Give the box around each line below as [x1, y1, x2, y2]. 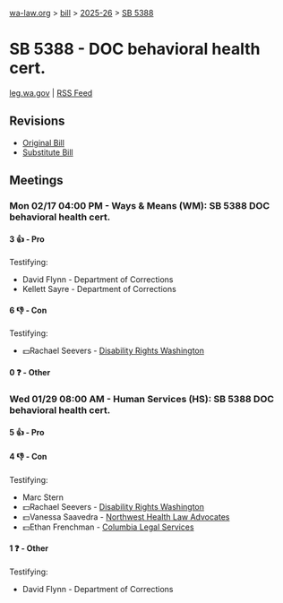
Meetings [9, 173, 64, 188]
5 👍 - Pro [9, 426, 45, 437]
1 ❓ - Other [9, 543, 49, 554]
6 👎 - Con [9, 305, 47, 315]
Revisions [9, 114, 65, 129]
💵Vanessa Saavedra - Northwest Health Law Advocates [21, 511, 230, 522]
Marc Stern [21, 492, 64, 503]
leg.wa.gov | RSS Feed [9, 87, 93, 98]
